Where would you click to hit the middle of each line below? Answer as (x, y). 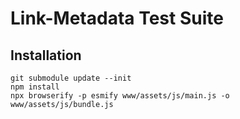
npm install (35, 87)
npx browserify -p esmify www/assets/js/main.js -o (120, 96)
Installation (46, 55)
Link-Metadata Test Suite (117, 18)
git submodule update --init (71, 78)
